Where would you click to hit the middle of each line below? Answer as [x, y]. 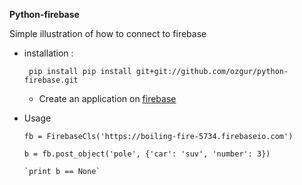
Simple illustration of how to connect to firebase [108, 33]
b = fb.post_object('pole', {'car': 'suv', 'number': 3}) [147, 154]
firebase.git [51, 80]
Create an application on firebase [107, 98]
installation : [48, 53]
